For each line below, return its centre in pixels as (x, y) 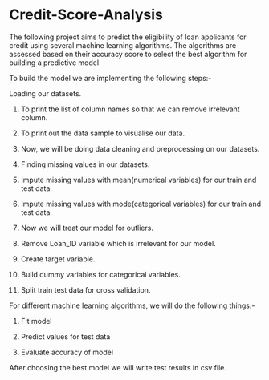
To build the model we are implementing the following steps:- (110, 78)
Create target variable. (58, 259)
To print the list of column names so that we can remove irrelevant (130, 109)
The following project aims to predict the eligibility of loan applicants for (128, 37)
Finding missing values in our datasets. (85, 164)
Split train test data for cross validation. (86, 289)
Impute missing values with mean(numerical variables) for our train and (139, 180)
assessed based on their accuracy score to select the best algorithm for (128, 54)
